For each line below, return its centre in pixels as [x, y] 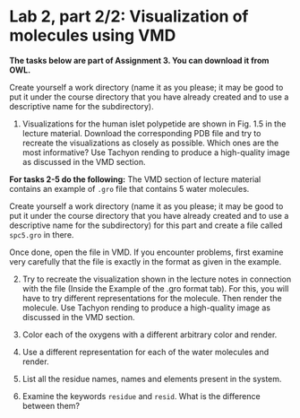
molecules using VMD [93, 35]
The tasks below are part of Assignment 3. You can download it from [139, 60]
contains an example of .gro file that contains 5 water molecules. [129, 188]
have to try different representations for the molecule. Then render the [152, 298]
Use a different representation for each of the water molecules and [146, 352]
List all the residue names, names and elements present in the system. [152, 379]
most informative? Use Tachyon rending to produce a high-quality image [156, 152]
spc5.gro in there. [42, 234]
